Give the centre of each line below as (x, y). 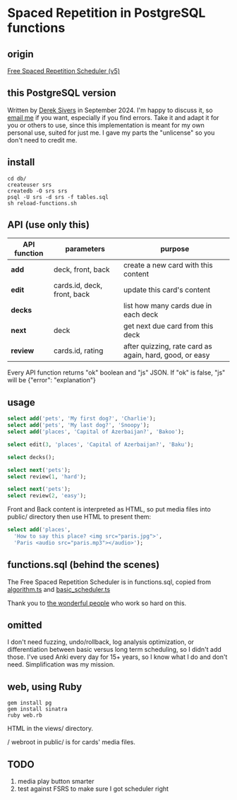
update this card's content (167, 290)
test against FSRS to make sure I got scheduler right (93, 789)
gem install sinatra (38, 709)
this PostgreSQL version (62, 93)
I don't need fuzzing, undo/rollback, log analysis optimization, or (101, 642)
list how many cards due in (168, 306)
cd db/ (17, 178)
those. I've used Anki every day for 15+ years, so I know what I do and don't (117, 657)
